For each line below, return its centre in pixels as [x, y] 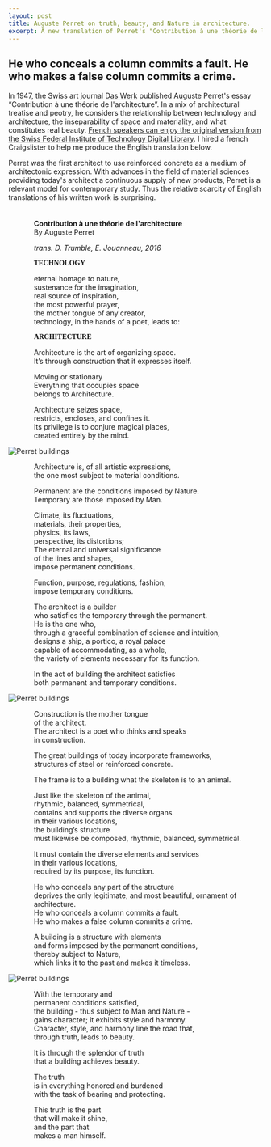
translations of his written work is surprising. [82, 197]
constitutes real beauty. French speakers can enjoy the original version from [135, 130]
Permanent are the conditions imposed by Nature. [117, 491]
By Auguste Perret [64, 232]
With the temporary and [73, 994]
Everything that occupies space [86, 386]
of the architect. [60, 723]
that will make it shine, [71, 1119]
